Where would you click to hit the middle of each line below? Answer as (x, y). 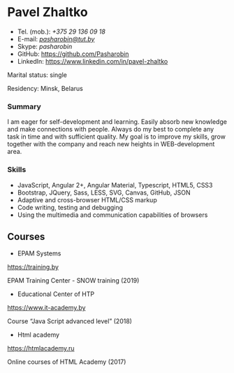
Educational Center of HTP (56, 294)
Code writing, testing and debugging (70, 207)
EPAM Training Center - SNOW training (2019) (73, 281)
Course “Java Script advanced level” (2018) (70, 321)
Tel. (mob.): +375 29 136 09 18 (61, 31)
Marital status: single (37, 75)
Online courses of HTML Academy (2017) (67, 362)
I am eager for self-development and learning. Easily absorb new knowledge (117, 122)
